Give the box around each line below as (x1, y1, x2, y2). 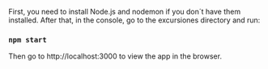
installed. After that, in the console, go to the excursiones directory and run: (8, 15, 261, 25)
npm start (8, 35, 47, 44)
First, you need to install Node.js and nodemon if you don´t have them (8, 7, 241, 16)
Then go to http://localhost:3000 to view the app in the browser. (8, 51, 223, 61)
